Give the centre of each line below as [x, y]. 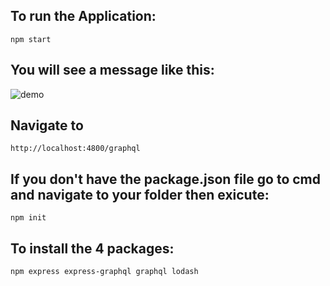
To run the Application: [83, 16]
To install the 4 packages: [92, 248]
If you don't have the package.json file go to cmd [165, 179]
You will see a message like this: [112, 70]
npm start [31, 39]
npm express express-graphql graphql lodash [104, 272]
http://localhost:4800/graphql [75, 149]
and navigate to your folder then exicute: [140, 194]
